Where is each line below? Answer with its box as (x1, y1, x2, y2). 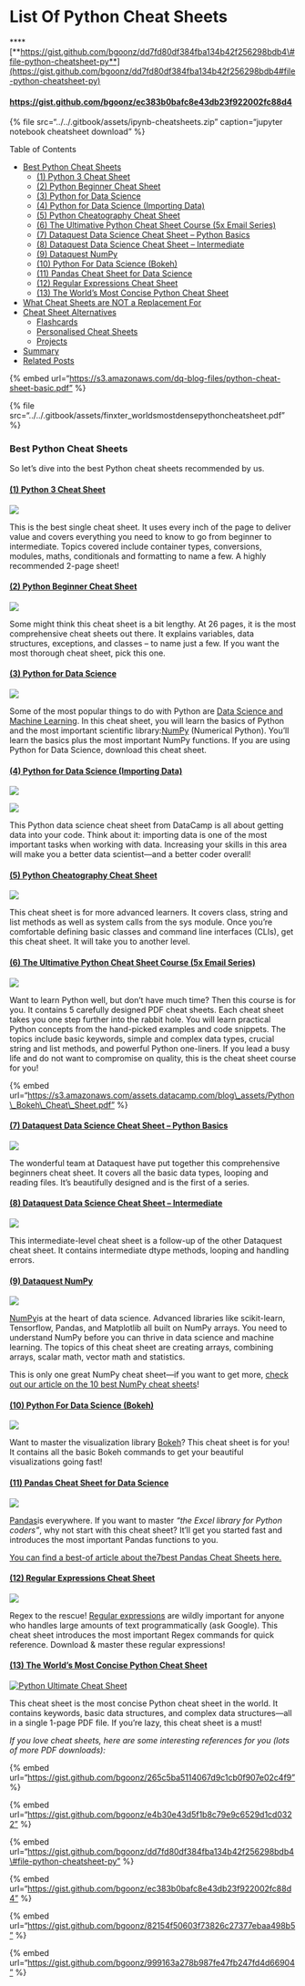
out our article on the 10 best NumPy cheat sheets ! (9, 1379, 200, 1390)
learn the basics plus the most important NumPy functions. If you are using (9, 735, 290, 746)
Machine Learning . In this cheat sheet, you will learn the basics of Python (9, 716, 285, 727)
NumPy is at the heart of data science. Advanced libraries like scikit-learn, (9, 1313, 286, 1324)
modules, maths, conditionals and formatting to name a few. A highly (9, 550, 267, 562)
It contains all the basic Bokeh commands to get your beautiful (9, 1447, 244, 1458)
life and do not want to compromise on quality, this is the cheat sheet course (9, 1052, 297, 1063)
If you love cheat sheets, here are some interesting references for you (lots (9, 1735, 290, 1746)
